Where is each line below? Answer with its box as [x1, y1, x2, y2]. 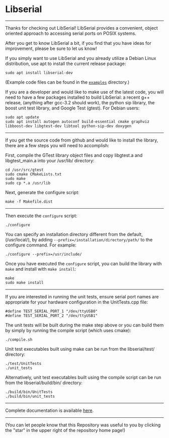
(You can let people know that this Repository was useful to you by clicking [5, 422, 161, 428]
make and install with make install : [5, 266, 76, 272]
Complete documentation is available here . [5, 407, 94, 413]
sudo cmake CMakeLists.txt [5, 171, 62, 177]
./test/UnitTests [5, 361, 42, 366]
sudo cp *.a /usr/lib [5, 180, 51, 185]
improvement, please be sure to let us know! [5, 45, 97, 51]
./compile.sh [5, 337, 33, 342]
